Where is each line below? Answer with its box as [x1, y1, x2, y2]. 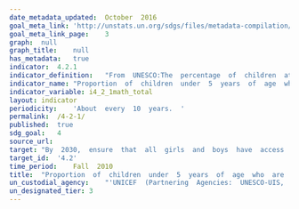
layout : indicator [9, 95, 77, 105]
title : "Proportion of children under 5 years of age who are [9, 170, 285, 179]
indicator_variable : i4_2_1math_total [9, 87, 153, 96]
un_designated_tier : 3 [9, 187, 93, 196]
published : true [9, 121, 74, 130]
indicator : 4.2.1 [9, 63, 77, 72]
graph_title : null [9, 46, 90, 55]
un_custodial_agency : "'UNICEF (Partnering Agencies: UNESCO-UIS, [9, 179, 285, 188]
